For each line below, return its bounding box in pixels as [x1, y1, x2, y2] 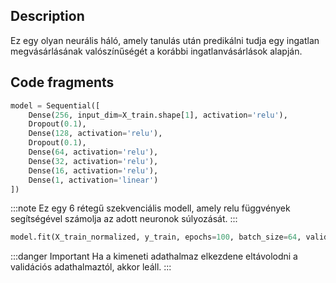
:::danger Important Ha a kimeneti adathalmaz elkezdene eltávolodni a [10, 250, 298, 263]
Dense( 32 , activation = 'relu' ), [28, 156, 159, 166]
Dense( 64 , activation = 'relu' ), [28, 147, 159, 157]
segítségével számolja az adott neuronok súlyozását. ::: [10, 213, 238, 225]
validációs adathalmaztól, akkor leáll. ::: [10, 261, 172, 273]
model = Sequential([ [10, 100, 101, 111]
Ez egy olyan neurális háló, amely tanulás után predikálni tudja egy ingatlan [10, 34, 320, 46]
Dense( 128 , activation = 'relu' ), [28, 129, 163, 139]
